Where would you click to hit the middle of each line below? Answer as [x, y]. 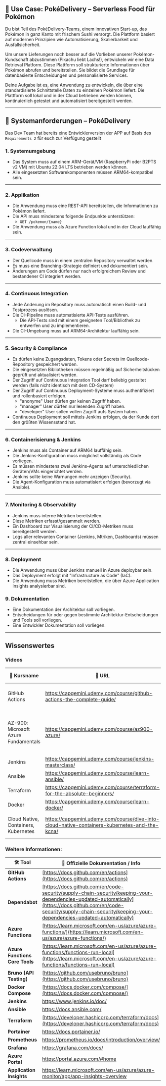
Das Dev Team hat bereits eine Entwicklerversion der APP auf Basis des [78, 133]
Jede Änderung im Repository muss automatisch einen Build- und [79, 304]
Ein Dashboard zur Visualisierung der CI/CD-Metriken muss [73, 526]
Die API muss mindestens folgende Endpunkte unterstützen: [73, 217]
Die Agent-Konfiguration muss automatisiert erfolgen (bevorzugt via [81, 482]
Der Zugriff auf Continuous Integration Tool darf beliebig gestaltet [79, 380]
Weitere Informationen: [34, 849]
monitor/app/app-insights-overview [84, 1077]
